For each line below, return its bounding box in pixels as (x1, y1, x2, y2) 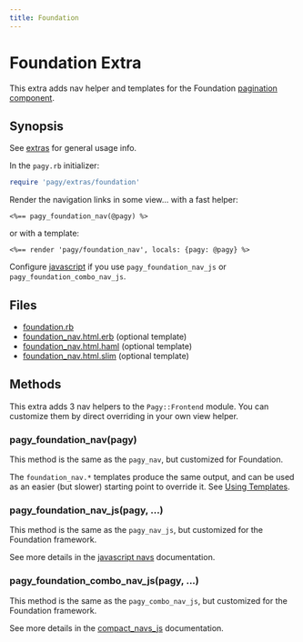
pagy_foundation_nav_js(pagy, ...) (9, 504, 164, 517)
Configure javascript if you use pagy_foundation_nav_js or (9, 261, 227, 273)
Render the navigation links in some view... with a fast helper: (9, 195, 238, 206)
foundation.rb (22, 322, 75, 333)
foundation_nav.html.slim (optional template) (22, 351, 189, 362)
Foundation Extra (9, 52, 142, 73)
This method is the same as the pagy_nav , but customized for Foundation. (9, 454, 284, 465)
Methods (9, 376, 62, 392)
